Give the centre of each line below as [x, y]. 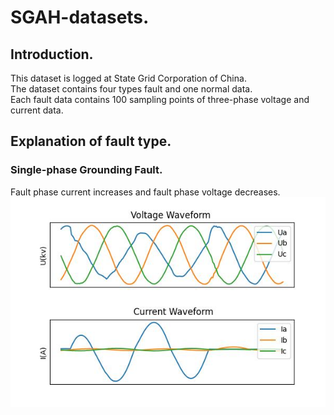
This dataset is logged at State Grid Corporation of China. [128, 78]
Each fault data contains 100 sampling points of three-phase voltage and [160, 99]
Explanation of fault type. [91, 141]
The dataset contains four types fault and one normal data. [131, 89]
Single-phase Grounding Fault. [86, 170]
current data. [37, 110]
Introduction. [52, 54]
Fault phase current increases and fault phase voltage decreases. [145, 192]
